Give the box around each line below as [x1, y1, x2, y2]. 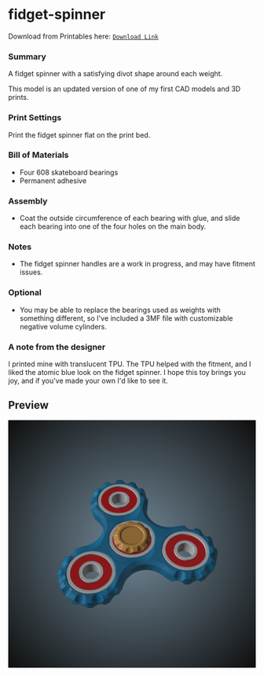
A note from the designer [8, 341, 106, 352]
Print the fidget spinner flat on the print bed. [8, 130, 151, 139]
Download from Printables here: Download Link [8, 31, 159, 41]
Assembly [8, 195, 48, 206]
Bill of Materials [8, 149, 69, 160]
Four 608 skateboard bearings [19, 167, 119, 177]
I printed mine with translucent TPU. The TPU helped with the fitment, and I [8, 359, 251, 369]
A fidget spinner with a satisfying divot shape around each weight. [8, 69, 223, 79]
